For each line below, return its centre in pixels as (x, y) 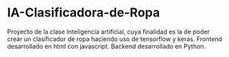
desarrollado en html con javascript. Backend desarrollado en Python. (107, 46)
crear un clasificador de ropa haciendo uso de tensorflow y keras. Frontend (115, 38)
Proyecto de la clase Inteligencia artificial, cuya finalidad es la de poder (108, 32)
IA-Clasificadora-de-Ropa (84, 13)
